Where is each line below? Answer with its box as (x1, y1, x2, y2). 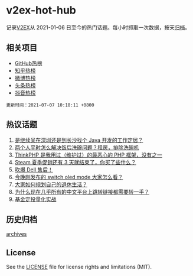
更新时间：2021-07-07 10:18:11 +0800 (6, 102, 94, 108)
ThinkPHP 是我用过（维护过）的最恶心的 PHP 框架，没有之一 (14, 151, 162, 158)
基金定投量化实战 (14, 196, 57, 203)
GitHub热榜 (14, 60, 42, 67)
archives (6, 230, 27, 238)
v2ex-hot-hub (6, 4, 77, 17)
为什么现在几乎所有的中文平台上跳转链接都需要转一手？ (14, 188, 149, 195)
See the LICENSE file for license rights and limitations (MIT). (6, 264, 152, 271)
